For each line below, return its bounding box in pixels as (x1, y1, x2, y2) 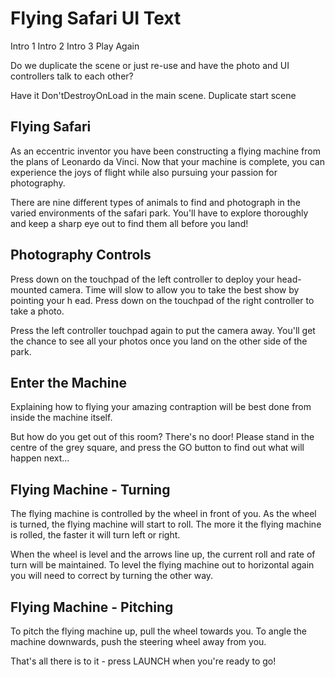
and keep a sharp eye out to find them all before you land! (10, 217, 249, 229)
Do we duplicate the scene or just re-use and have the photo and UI (10, 59, 290, 71)
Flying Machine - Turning (10, 481, 171, 498)
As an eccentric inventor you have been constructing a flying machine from (10, 145, 321, 157)
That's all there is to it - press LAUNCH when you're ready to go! (10, 655, 277, 667)
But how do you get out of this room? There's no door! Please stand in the (10, 431, 315, 443)
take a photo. (10, 305, 65, 317)
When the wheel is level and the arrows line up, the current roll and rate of (10, 548, 316, 561)
